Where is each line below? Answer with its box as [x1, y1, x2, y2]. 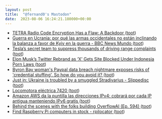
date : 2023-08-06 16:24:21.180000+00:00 [5, 16, 92, 21]
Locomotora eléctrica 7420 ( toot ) [12, 87, 80, 94]
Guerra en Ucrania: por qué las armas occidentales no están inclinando [12, 35, 157, 41]
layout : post [5, 7, 32, 12]
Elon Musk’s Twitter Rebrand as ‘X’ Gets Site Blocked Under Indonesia [12, 56, 154, 62]
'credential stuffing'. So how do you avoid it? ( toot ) [12, 72, 115, 78]
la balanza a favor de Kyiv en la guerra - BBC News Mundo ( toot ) [12, 40, 144, 46]
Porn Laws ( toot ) [12, 61, 47, 67]
